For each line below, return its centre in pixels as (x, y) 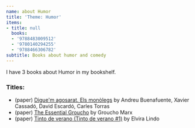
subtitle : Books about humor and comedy (56, 55)
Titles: (16, 87)
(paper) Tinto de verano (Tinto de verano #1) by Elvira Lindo (87, 119)
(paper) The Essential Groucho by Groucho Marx (74, 112)
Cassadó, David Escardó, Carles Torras (62, 106)
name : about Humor (28, 11)
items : (14, 22)
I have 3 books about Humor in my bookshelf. (61, 72)
